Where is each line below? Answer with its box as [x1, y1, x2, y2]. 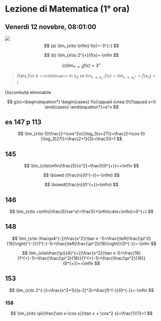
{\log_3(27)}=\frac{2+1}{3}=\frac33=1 [41, 136, 116, 142]
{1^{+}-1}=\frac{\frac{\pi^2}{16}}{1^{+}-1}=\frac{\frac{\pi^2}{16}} [17, 255, 145, 261]
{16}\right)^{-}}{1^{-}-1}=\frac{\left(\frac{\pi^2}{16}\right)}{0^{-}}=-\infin [6, 241, 150, 246]
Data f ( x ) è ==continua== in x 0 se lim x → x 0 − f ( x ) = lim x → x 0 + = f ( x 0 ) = [16, 73, 156, 80]
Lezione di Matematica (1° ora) [5, 3, 130, 15]
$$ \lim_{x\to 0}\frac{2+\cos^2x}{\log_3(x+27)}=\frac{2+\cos [17, 131, 140, 137]
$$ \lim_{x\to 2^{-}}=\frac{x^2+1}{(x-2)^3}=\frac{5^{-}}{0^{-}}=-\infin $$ [9, 287, 154, 293]
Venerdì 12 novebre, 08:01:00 [5, 23, 97, 31]
